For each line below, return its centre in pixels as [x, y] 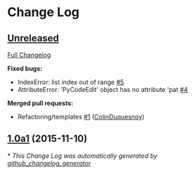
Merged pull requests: [40, 103]
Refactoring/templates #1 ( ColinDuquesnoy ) [81, 117]
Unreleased [33, 38]
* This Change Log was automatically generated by [82, 156]
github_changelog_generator [49, 163]
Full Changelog [29, 55]
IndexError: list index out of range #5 [71, 82]
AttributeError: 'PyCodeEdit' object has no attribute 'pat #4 [103, 89]
